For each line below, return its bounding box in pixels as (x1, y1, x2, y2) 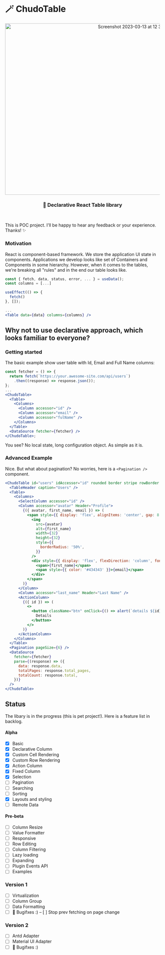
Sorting (12, 791, 27, 796)
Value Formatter (12, 830, 45, 836)
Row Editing (12, 841, 37, 847)
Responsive (12, 835, 36, 841)
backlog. (5, 718, 23, 724)
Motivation (5, 240, 32, 247)
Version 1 (5, 881, 28, 888)
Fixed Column (12, 768, 41, 774)
